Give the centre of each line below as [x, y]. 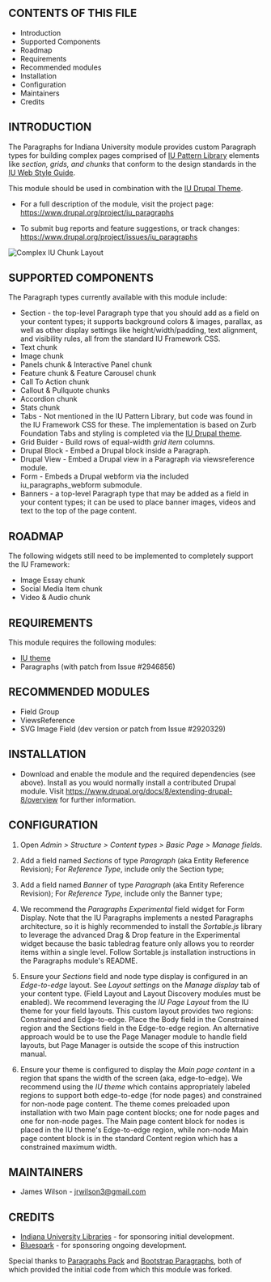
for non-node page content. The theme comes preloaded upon [125, 1104]
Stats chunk [40, 407]
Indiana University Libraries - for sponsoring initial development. [127, 1237]
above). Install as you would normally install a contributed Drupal [128, 782]
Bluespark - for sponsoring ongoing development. [104, 1246]
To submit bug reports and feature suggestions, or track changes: [130, 228]
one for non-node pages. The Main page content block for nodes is [132, 1121]
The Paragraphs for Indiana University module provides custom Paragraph [132, 147]
